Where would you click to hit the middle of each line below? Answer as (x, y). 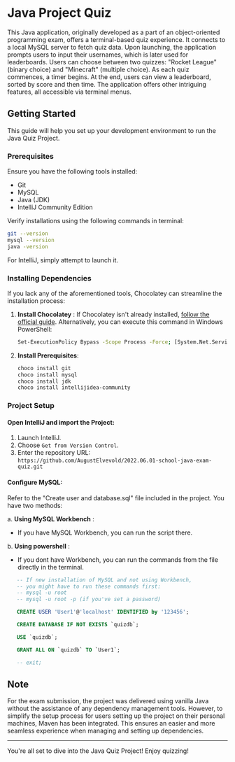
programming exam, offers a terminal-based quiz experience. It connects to (116, 39)
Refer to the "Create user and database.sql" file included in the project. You (116, 498)
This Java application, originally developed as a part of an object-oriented (114, 32)
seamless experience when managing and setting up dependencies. (106, 731)
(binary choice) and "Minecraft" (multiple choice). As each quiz (98, 69)
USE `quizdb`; (37, 637)
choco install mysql (47, 375)
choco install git (44, 368)
